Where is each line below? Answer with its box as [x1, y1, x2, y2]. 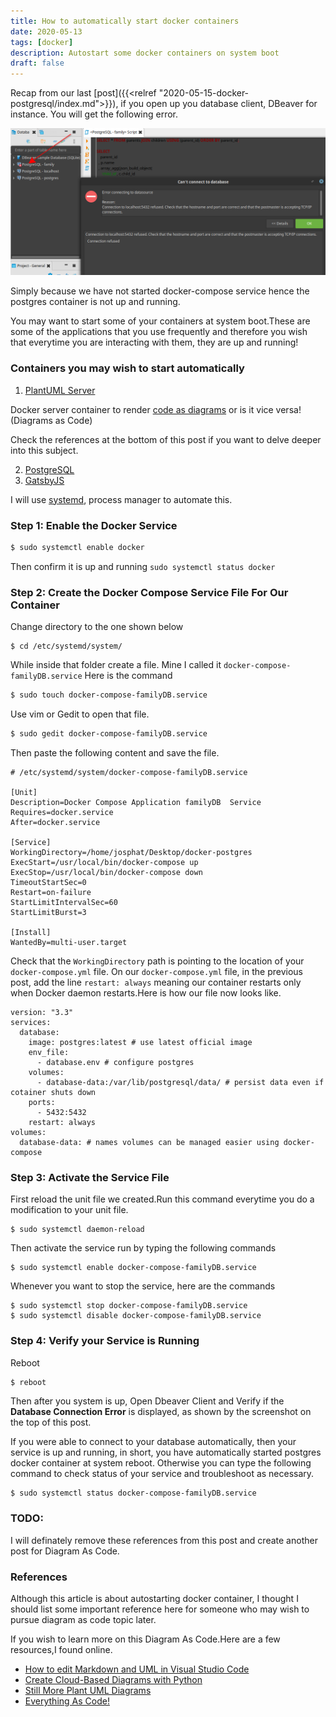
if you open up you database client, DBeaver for [120, 98, 318, 110]
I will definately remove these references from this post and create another [10, 1534, 318, 1546]
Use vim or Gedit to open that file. [10, 708, 150, 720]
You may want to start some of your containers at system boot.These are [10, 315, 311, 327]
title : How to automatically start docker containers [10, 16, 240, 26]
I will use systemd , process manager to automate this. [10, 493, 233, 505]
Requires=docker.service [10, 807, 114, 817]
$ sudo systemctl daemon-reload [10, 1225, 145, 1235]
